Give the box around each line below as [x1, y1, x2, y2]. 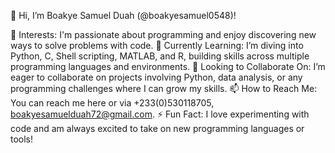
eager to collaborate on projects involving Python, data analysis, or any [10, 71, 303, 83]
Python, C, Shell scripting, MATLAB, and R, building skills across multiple [10, 50, 310, 62]
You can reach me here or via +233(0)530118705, [10, 97, 215, 109]
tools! [10, 133, 34, 145]
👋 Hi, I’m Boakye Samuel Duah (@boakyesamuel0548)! [10, 10, 237, 21]
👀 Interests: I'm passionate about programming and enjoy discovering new [10, 29, 317, 40]
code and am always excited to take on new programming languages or [10, 123, 305, 134]
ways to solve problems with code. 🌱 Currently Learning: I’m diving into [10, 40, 304, 51]
